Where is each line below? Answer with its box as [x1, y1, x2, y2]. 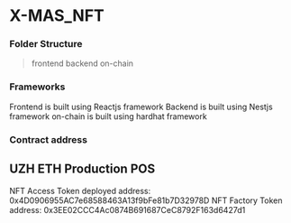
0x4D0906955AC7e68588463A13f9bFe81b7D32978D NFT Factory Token [9, 195, 283, 206]
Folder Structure [9, 38, 83, 51]
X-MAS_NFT [9, 5, 105, 26]
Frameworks [9, 80, 66, 93]
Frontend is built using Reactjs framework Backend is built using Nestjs [9, 101, 273, 112]
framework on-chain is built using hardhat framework [9, 110, 207, 122]
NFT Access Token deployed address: [9, 185, 151, 196]
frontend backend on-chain [31, 58, 133, 69]
